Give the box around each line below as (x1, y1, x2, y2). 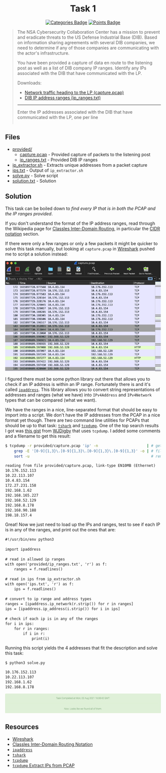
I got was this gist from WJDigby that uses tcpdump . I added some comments (5, 428, 161, 434)
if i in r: (23, 631, 45, 637)
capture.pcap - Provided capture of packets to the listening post (19, 151, 151, 157)
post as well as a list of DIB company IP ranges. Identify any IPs (17, 65, 147, 71)
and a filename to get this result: (5, 433, 71, 439)
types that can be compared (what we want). (5, 397, 97, 403)
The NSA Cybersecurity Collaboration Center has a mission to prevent (17, 29, 160, 35)
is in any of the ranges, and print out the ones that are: (5, 527, 116, 533)
